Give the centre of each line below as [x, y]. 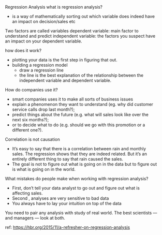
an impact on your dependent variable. [44, 41]
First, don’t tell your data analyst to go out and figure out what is [76, 188]
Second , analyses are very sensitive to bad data [60, 198]
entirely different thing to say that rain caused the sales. [67, 159]
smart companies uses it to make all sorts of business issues [73, 99]
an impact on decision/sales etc [44, 22]
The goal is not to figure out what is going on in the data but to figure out [84, 164]
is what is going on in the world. [44, 169]
